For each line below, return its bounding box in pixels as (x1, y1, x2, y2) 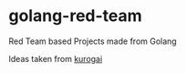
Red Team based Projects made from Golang (8, 36, 177, 47)
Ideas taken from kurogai (8, 53, 103, 64)
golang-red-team (8, 5, 142, 26)
